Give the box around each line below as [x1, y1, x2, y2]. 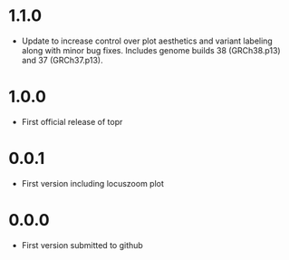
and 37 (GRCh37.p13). [21, 54, 103, 65]
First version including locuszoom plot [21, 178, 165, 188]
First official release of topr [21, 116, 123, 127]
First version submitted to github [21, 239, 144, 250]
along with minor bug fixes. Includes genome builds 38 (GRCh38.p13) [21, 44, 282, 55]
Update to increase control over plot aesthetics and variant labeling [21, 35, 273, 46]
